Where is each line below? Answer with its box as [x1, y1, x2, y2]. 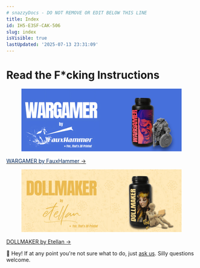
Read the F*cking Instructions [6, 68, 160, 82]
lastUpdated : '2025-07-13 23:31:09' [6, 42, 98, 48]
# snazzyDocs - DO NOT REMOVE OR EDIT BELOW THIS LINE [6, 10, 147, 16]
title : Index [6, 16, 39, 22]
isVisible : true [6, 35, 47, 42]
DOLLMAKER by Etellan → [6, 238, 71, 245]
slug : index [6, 29, 36, 35]
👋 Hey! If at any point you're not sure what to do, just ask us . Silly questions [6, 250, 195, 257]
